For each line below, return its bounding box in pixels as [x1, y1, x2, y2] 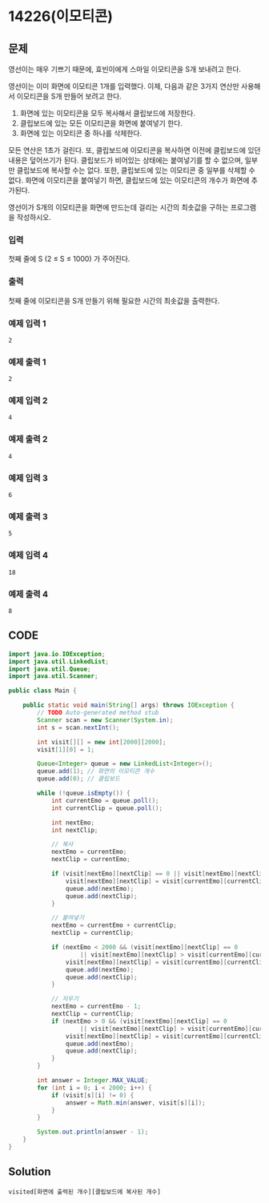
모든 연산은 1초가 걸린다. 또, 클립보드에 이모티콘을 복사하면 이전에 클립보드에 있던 [8, 146, 261, 154]
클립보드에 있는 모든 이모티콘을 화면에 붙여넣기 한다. [19, 118, 183, 128]
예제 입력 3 [8, 472, 48, 483]
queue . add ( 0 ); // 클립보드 [37, 775, 120, 783]
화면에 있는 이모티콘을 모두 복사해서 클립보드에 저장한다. [19, 109, 196, 118]
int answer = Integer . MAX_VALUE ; [37, 1077, 149, 1085]
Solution [8, 1165, 51, 1179]
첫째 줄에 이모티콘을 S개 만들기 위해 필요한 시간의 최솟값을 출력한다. [8, 295, 220, 305]
